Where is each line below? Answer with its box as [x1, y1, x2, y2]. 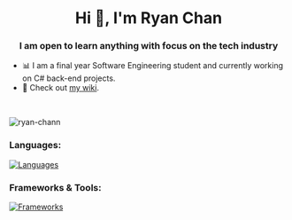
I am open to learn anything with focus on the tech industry [19, 40, 279, 52]
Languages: [9, 139, 62, 152]
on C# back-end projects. [21, 73, 116, 83]
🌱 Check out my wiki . [21, 82, 100, 93]
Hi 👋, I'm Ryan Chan [74, 8, 223, 28]
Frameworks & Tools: [9, 181, 102, 193]
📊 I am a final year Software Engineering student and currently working [21, 60, 284, 71]
